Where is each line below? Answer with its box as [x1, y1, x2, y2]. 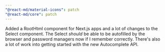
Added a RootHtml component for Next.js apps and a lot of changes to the [5, 25, 158, 31]
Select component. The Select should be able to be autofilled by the [5, 31, 145, 37]
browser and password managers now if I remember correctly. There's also [5, 36, 160, 42]
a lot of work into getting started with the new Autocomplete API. [5, 41, 139, 47]
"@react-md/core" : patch [5, 12, 57, 17]
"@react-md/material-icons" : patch [5, 7, 79, 12]
